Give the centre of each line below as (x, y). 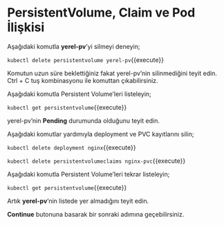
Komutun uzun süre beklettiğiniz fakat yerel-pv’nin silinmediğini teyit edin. (112, 73)
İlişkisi (26, 27)
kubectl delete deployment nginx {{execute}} (72, 147)
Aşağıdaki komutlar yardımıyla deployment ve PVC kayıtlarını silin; (101, 134)
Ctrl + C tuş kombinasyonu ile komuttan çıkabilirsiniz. (83, 80)
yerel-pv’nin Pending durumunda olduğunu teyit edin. (84, 120)
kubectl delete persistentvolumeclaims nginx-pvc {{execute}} (96, 161)
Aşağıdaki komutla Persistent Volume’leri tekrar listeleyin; (88, 174)
